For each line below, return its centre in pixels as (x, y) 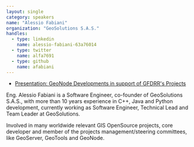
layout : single (25, 12)
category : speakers (30, 17)
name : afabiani (36, 67)
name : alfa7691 (36, 56)
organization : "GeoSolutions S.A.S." (53, 28)
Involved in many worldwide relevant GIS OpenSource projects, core (90, 126)
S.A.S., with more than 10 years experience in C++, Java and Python (90, 101)
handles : (17, 34)
